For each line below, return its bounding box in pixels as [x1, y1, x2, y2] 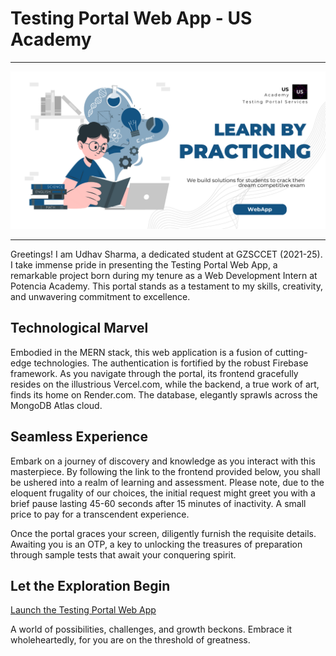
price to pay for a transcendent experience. [10, 508, 190, 520]
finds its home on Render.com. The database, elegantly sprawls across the [10, 388, 318, 401]
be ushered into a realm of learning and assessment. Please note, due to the [10, 476, 325, 488]
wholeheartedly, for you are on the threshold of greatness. [10, 634, 251, 646]
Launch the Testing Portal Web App [10, 604, 157, 616]
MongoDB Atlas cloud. [10, 399, 103, 411]
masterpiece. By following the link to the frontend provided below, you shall [10, 465, 321, 477]
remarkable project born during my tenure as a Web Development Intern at [10, 269, 318, 281]
